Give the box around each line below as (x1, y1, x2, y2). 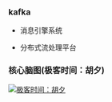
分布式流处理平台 (19, 43, 77, 52)
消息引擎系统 (19, 26, 62, 35)
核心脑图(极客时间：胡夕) (8, 65, 106, 76)
